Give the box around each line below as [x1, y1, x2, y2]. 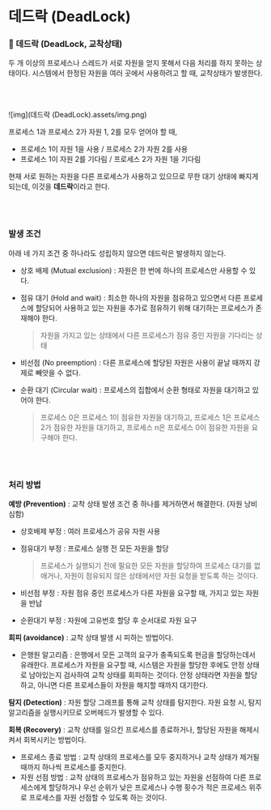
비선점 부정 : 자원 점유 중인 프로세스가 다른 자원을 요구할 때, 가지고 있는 [19, 588, 244, 598]
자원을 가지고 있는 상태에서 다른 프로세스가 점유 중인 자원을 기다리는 [40, 330, 255, 340]
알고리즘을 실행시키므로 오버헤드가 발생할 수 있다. [8, 708, 164, 718]
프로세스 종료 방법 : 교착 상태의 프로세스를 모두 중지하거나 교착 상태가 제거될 [19, 752, 260, 762]
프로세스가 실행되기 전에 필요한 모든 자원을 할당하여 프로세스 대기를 [40, 561, 252, 571]
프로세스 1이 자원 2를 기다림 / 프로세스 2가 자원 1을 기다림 [19, 155, 201, 164]
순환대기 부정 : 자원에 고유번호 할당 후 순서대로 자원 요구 [19, 616, 197, 625]
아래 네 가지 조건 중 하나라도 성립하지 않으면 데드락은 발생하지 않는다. [8, 248, 227, 258]
